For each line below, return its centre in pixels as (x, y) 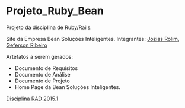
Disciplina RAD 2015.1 (32, 99)
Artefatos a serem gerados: (39, 56)
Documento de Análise (42, 74)
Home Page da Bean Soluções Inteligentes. (67, 87)
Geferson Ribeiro (27, 45)
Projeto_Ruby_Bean (55, 11)
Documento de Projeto (42, 81)
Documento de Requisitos (46, 68)
